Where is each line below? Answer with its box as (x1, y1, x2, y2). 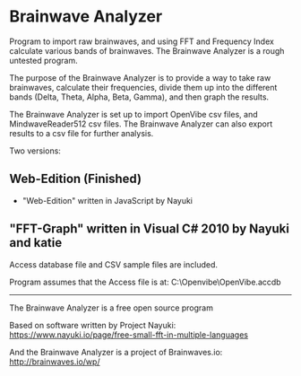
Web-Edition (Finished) (9, 171, 142, 187)
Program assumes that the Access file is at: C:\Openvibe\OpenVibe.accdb (9, 276, 281, 287)
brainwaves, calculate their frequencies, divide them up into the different (9, 82, 278, 92)
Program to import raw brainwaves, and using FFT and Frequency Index (9, 36, 275, 47)
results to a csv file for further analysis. (9, 127, 154, 138)
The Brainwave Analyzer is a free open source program (9, 302, 213, 313)
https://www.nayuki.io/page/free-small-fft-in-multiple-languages (9, 329, 249, 340)
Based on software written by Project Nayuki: (9, 319, 176, 330)
